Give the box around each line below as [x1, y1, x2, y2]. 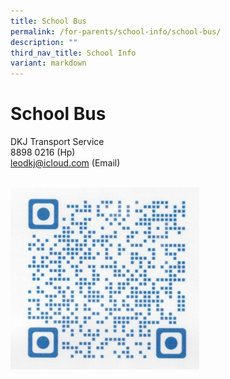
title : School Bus [10, 16, 87, 26]
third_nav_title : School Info [10, 48, 137, 58]
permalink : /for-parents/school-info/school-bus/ [10, 26, 222, 37]
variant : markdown [10, 58, 87, 69]
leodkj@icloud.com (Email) [10, 157, 121, 169]
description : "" [10, 37, 78, 47]
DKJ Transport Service [10, 136, 105, 148]
